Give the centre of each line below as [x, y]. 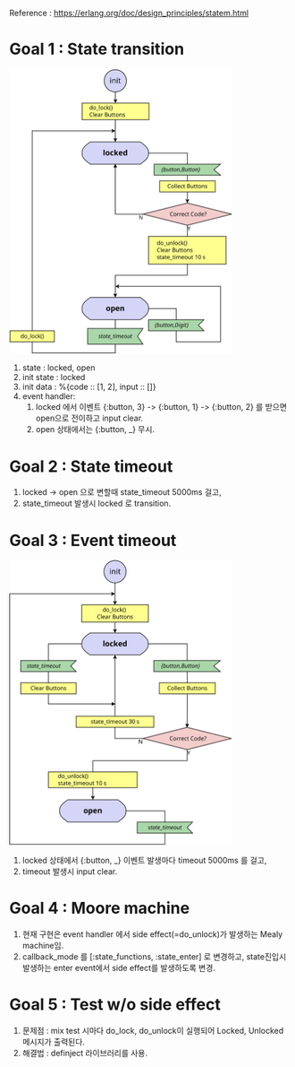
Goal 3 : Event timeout [93, 540]
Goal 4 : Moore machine [100, 908]
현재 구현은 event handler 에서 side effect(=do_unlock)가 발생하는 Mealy [152, 934]
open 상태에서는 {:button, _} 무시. [95, 429]
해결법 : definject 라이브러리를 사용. [85, 1053]
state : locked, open [59, 368]
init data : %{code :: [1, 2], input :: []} [89, 387]
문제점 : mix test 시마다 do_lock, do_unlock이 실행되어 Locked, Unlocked [153, 1030]
